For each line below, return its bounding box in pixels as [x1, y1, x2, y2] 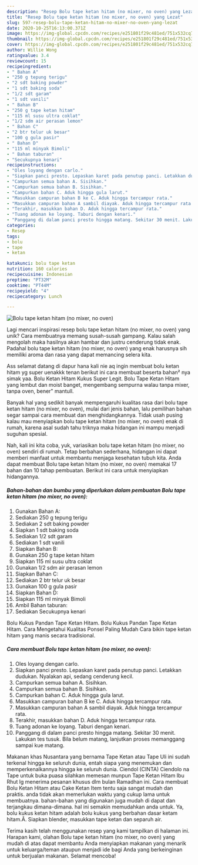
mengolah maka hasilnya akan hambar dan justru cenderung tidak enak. [6, 338, 181, 346]
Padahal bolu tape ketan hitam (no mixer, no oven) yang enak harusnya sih [6, 345, 187, 352]
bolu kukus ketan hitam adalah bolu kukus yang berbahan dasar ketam [6, 810, 178, 817]
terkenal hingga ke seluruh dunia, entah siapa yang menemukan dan [6, 759, 172, 767]
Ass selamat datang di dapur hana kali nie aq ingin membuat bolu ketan [6, 363, 180, 370]
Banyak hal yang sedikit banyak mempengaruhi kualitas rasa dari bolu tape [6, 399, 188, 406]
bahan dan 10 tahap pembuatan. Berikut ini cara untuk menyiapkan [6, 467, 169, 474]
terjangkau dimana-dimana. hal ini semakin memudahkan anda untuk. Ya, [6, 803, 184, 811]
